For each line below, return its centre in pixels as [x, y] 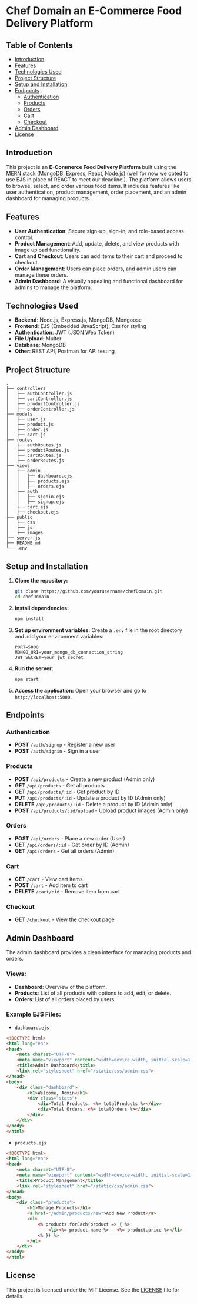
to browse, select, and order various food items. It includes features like [93, 186]
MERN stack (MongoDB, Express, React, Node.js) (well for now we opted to [97, 173]
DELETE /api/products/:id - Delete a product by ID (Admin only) [94, 804]
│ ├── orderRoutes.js [35, 461]
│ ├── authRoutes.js [34, 445]
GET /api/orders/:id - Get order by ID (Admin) [72, 845]
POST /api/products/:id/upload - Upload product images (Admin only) [101, 810]
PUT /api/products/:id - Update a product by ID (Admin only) [90, 798]
